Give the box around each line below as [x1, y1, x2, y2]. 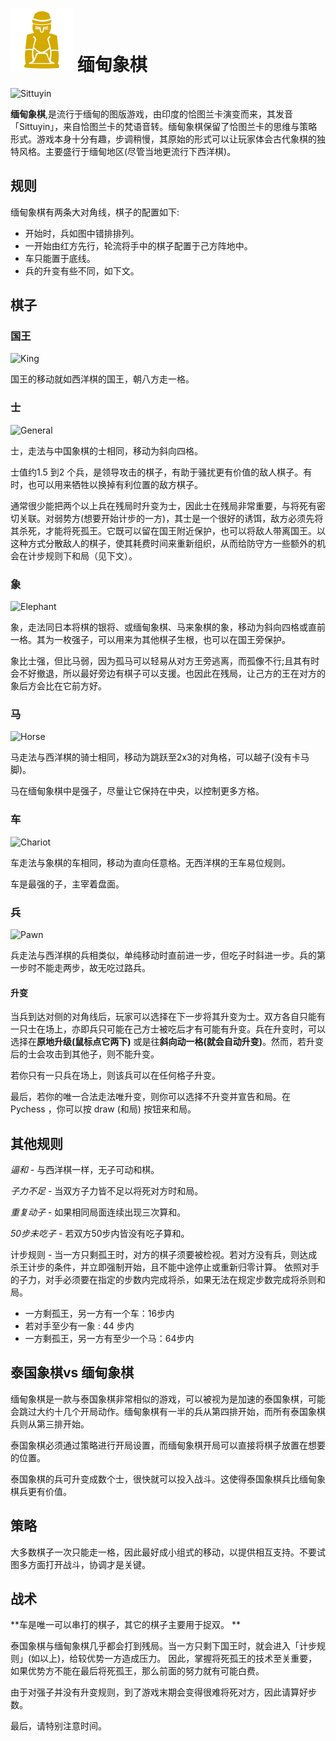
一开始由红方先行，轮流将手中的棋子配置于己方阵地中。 [24, 239, 253, 252]
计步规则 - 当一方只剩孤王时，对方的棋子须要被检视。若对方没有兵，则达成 [10, 1248, 318, 1260]
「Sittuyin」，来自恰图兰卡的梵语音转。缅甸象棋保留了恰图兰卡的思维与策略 [10, 120, 318, 132]
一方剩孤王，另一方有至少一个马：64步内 [24, 1332, 195, 1344]
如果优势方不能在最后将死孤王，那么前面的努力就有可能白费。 [10, 1665, 265, 1677]
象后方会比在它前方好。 [10, 680, 107, 692]
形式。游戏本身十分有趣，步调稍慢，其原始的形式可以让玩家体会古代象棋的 [10, 133, 317, 145]
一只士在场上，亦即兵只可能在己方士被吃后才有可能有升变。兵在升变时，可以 [10, 1023, 326, 1035]
